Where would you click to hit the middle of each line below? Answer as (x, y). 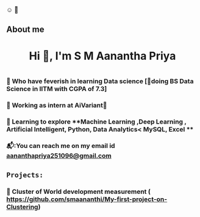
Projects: (25, 175)
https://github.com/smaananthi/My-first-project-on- (87, 199)
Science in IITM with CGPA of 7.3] (57, 89)
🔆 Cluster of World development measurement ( (78, 191)
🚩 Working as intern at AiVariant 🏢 (57, 105)
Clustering (22, 207)
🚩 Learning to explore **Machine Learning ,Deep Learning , (97, 122)
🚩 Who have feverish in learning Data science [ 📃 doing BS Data (100, 81)
